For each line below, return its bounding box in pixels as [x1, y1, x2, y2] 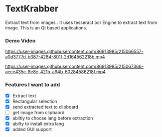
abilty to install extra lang [12, 121, 64, 127]
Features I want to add [5, 81, 60, 88]
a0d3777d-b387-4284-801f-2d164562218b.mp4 [5, 54, 105, 60]
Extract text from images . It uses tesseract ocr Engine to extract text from [5, 19, 158, 25]
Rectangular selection [12, 98, 57, 104]
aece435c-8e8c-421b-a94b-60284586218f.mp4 [5, 69, 106, 75]
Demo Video [5, 37, 36, 44]
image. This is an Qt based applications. [5, 24, 87, 30]
